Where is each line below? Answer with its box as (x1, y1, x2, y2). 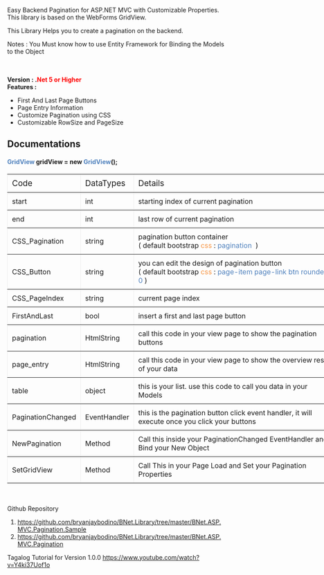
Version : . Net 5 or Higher (7, 75, 82, 84)
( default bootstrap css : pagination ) (138, 241, 258, 250)
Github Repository (7, 504, 59, 513)
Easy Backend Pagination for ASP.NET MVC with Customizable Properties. (7, 6, 219, 14)
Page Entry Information (17, 104, 84, 111)
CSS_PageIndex (12, 293, 64, 303)
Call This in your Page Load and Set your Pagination (138, 461, 307, 471)
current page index (138, 293, 200, 303)
